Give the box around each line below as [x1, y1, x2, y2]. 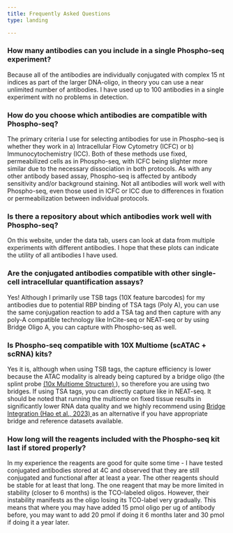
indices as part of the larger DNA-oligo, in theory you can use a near [7, 78, 204, 86]
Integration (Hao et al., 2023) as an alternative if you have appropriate [7, 409, 208, 418]
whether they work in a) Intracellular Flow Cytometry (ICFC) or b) [7, 143, 194, 151]
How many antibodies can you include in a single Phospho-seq [7, 46, 225, 56]
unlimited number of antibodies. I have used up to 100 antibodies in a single [7, 85, 225, 94]
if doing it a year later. [7, 518, 70, 527]
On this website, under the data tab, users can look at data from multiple [7, 236, 215, 244]
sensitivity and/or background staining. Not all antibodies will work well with [7, 180, 225, 188]
